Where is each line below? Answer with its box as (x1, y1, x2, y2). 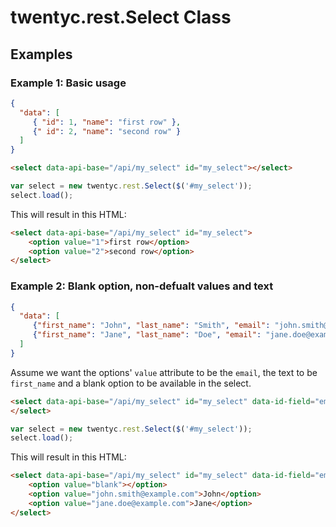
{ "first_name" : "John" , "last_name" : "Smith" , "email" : (32, 321, 271, 331)
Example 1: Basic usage (10, 76, 127, 90)
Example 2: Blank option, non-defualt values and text (10, 279, 274, 293)
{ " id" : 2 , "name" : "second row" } (32, 126, 182, 136)
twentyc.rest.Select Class (10, 6, 232, 29)
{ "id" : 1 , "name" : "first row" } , (32, 117, 182, 127)
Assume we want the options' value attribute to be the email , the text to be (10, 366, 318, 378)
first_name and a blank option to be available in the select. (10, 377, 252, 389)
